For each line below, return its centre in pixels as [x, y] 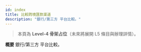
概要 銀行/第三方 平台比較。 [34, 44]
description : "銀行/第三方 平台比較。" [43, 19]
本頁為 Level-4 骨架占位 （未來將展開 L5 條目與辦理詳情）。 [78, 34]
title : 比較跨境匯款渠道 [28, 14]
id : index [16, 10]
